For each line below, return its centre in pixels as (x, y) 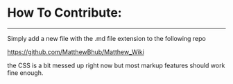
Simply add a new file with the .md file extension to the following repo (106, 38)
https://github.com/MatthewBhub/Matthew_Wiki (76, 52)
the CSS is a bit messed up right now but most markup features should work (116, 65)
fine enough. (25, 73)
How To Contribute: (65, 13)
